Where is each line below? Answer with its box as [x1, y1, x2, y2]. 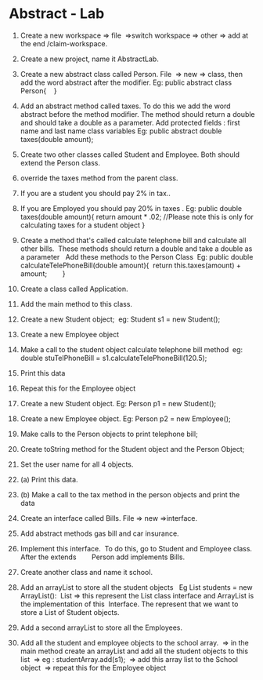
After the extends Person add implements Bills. [20, 552, 186, 562]
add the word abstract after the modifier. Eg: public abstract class [20, 78, 232, 87]
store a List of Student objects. [20, 607, 120, 616]
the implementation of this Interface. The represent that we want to [20, 599, 239, 609]
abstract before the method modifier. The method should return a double [20, 109, 255, 118]
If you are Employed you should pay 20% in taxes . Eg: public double [20, 203, 242, 213]
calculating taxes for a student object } [20, 220, 146, 230]
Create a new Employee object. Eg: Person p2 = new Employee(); [20, 413, 232, 424]
